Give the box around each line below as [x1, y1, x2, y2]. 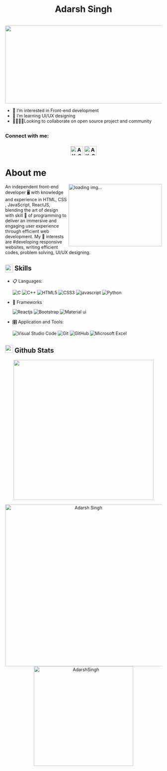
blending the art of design [5, 207, 58, 213]
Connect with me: [5, 132, 49, 139]
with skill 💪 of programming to [5, 213, 67, 219]
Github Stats [14, 346, 54, 355]
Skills [14, 264, 32, 272]
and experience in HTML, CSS [5, 197, 67, 203]
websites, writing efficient [5, 244, 58, 250]
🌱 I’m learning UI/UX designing [12, 113, 76, 119]
